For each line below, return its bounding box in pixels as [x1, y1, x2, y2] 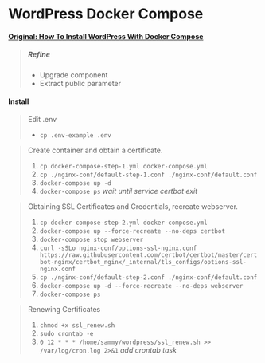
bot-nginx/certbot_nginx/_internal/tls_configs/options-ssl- [39, 258, 247, 266]
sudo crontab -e [39, 329, 94, 337]
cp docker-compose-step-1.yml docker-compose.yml [39, 162, 208, 170]
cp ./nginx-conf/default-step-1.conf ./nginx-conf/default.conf [39, 171, 258, 179]
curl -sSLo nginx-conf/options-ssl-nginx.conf [39, 244, 197, 252]
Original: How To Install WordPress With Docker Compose [8, 31, 204, 41]
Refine [27, 49, 50, 60]
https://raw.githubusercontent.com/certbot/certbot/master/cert [39, 251, 258, 259]
